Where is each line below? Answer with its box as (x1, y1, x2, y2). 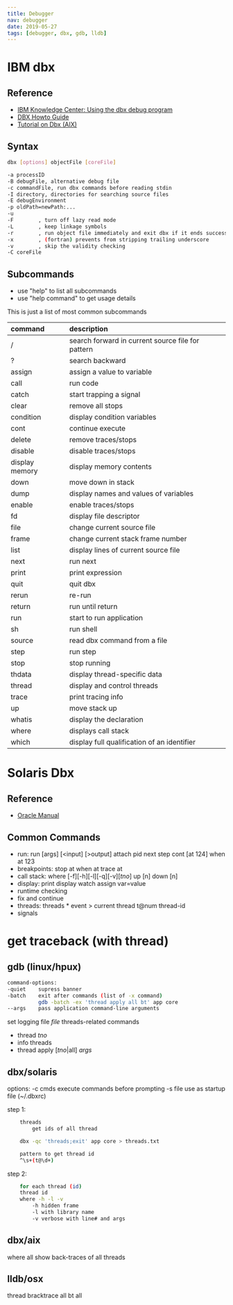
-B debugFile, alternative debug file (7, 178, 119, 185)
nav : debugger (7, 17, 49, 24)
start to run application (69, 613, 144, 623)
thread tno (17, 1031, 47, 1039)
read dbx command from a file (69, 635, 168, 645)
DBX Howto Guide (17, 113, 69, 122)
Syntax (7, 140, 39, 152)
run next (69, 557, 97, 567)
